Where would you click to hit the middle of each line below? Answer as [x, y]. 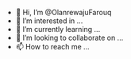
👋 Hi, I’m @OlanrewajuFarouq [64, 12]
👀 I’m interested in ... [49, 21]
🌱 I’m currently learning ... [58, 29]
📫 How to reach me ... [52, 47]
